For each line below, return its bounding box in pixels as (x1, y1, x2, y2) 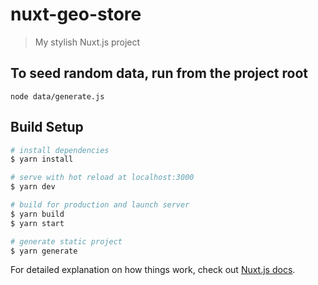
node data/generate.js (10, 91, 105, 102)
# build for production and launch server (10, 200, 190, 210)
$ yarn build (10, 209, 65, 219)
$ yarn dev (10, 182, 56, 192)
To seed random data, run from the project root (10, 65, 309, 82)
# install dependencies (10, 145, 110, 155)
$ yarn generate (10, 246, 78, 256)
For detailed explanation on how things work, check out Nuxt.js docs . (10, 264, 296, 276)
